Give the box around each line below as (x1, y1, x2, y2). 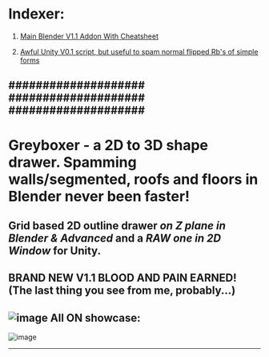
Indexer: (8, 5, 66, 23)
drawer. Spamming (8, 153, 138, 171)
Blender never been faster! (8, 187, 191, 205)
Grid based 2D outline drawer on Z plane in (8, 218, 226, 233)
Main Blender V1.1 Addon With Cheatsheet (19, 31, 159, 41)
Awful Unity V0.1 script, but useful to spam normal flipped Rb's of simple (19, 47, 259, 56)
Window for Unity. (8, 244, 102, 258)
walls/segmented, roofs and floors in (8, 170, 259, 189)
